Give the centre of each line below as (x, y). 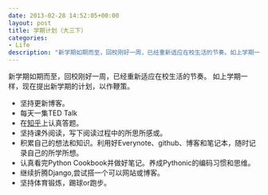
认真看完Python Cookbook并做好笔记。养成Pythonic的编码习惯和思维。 (137, 163)
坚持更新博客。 (44, 103)
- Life (19, 45)
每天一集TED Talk (49, 113)
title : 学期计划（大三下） (48, 30)
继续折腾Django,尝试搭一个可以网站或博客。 (92, 173)
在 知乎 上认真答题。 (51, 123)
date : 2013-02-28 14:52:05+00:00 (64, 16)
